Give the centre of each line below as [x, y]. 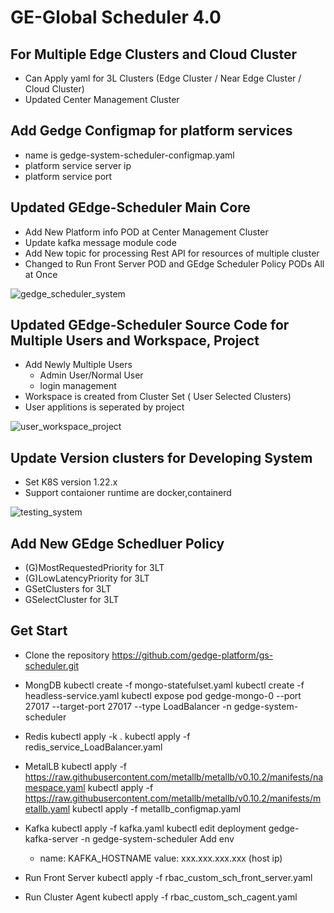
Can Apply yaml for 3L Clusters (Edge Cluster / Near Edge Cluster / [163, 78]
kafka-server [51, 838]
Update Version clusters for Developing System [161, 457]
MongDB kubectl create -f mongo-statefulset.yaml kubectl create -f [164, 685]
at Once [41, 274]
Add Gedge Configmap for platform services [151, 131]
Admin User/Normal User [91, 375]
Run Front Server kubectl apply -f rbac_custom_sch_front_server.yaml [168, 877]
